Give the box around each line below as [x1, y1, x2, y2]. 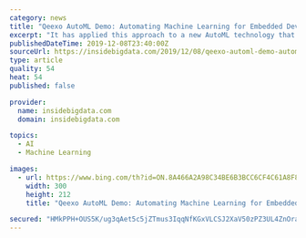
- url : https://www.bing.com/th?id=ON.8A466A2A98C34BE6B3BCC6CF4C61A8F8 [17, 172, 300, 182]
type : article [9, 56, 64, 65]
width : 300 [25, 181, 67, 191]
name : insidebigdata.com [17, 106, 112, 115]
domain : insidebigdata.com [17, 115, 120, 124]
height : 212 [25, 190, 71, 199]
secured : [9, 215, 43, 224]
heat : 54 [9, 73, 43, 82]
